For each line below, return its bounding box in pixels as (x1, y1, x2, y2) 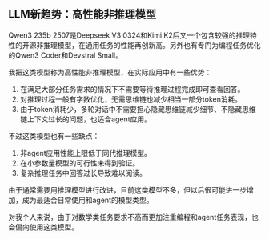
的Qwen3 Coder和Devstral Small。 (8, 50, 122, 60)
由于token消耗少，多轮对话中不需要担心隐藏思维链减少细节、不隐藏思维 (19, 104, 256, 114)
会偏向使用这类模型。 (8, 222, 78, 232)
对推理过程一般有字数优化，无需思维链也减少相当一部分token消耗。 (19, 94, 243, 104)
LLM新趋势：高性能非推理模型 (8, 7, 157, 22)
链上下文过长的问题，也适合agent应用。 (19, 114, 152, 124)
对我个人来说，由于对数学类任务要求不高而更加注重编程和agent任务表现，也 (8, 212, 259, 221)
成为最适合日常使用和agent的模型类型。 (22, 195, 154, 205)
